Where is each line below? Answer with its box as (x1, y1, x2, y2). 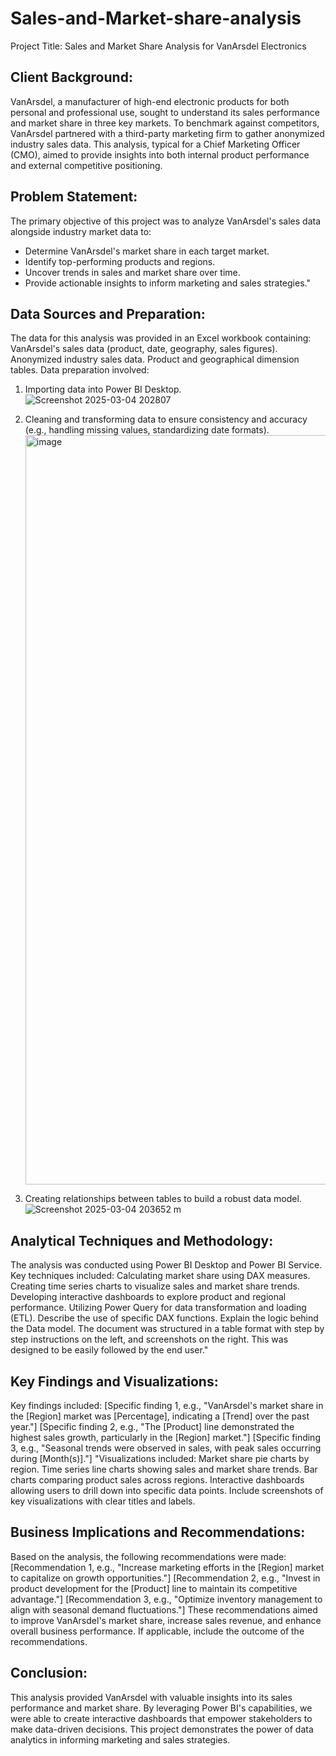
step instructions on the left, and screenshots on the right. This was (10, 1333, 289, 1346)
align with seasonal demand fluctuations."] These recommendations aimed (10, 1603, 318, 1616)
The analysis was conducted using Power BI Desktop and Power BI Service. (10, 1259, 323, 1271)
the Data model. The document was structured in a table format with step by (10, 1323, 325, 1335)
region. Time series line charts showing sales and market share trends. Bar (10, 1463, 318, 1475)
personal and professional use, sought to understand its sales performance (10, 106, 320, 118)
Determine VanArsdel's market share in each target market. (24, 245, 270, 257)
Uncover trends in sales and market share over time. (24, 266, 241, 278)
